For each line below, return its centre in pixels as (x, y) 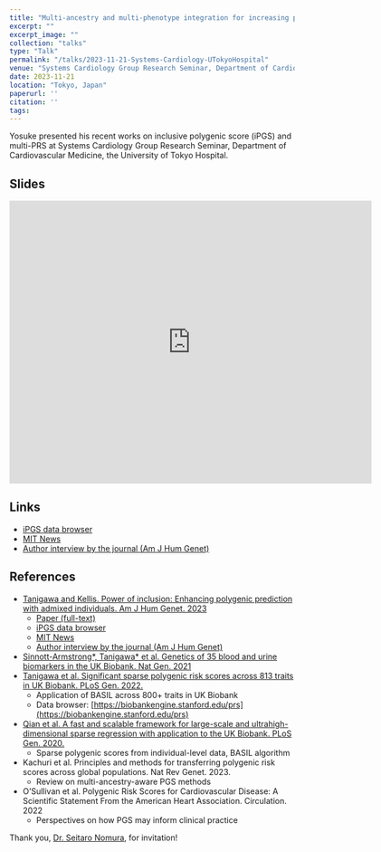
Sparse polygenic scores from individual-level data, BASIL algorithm (163, 752)
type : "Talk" (34, 52)
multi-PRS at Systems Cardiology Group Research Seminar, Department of (148, 146)
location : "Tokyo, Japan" (58, 85)
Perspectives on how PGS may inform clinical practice (137, 819)
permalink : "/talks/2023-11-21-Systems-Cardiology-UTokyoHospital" (139, 60)
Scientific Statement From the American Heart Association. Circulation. (155, 800)
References (43, 577)
